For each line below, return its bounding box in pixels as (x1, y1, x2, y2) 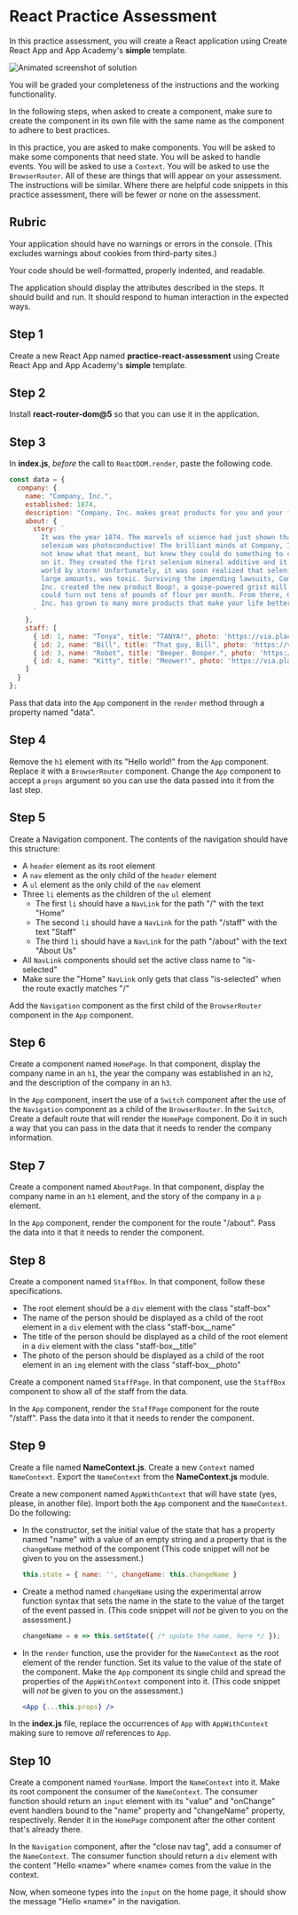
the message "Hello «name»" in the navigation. (9, 1896, 182, 1907)
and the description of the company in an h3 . (9, 1078, 173, 1088)
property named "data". (9, 707, 96, 718)
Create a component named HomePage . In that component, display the (9, 1058, 261, 1070)
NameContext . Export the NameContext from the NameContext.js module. (9, 1471, 270, 1482)
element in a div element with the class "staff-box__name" (21, 1322, 236, 1332)
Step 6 (9, 1035, 46, 1050)
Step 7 (9, 1158, 46, 1173)
